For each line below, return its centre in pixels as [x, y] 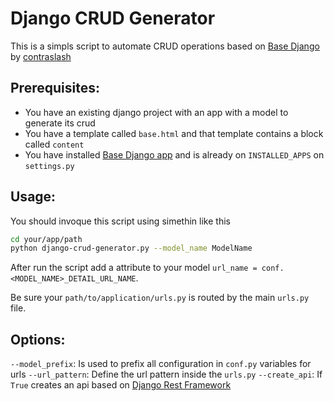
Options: [38, 339]
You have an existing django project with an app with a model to [156, 112]
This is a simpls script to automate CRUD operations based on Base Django [165, 46]
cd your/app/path [46, 239]
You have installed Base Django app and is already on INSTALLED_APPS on [174, 154]
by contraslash [41, 56]
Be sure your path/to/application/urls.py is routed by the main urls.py [160, 298]
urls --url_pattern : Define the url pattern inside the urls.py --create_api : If [166, 374]
